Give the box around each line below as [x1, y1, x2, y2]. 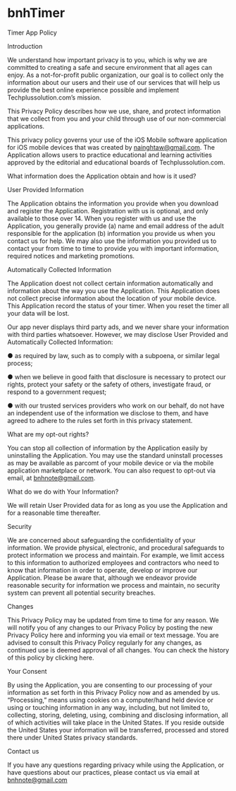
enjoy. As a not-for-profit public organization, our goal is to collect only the [7, 71, 224, 79]
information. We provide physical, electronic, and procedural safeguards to [7, 543, 225, 552]
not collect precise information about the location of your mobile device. [7, 294, 217, 302]
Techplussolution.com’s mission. [7, 93, 101, 102]
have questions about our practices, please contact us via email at [7, 768, 200, 776]
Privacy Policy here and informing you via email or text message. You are [7, 631, 219, 639]
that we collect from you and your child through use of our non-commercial [7, 114, 226, 123]
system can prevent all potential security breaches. [7, 588, 156, 597]
